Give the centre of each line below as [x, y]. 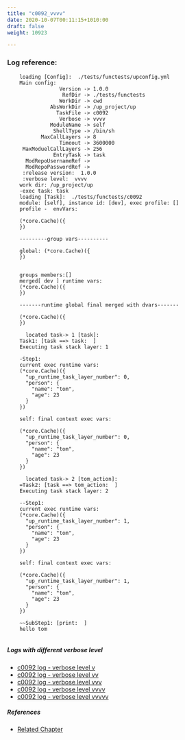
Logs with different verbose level [55, 650]
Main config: [38, 83]
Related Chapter [40, 729]
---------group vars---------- [64, 239]
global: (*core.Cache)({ [55, 251]
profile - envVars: [49, 209]
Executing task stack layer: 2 [64, 491]
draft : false [26, 26]
